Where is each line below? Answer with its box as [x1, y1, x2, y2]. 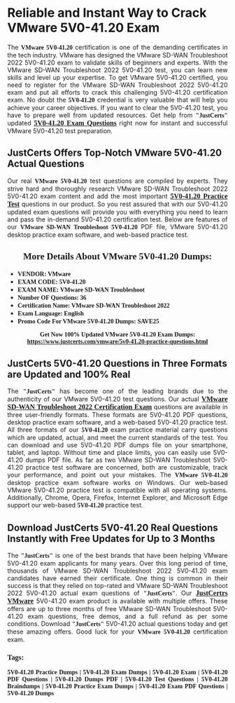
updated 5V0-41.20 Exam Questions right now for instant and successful [7, 118, 228, 127]
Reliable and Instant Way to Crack [7, 5, 207, 21]
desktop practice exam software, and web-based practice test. [7, 230, 189, 239]
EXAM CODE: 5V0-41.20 [17, 278, 86, 285]
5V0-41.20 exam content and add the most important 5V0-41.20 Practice [7, 191, 228, 200]
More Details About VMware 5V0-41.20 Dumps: [23, 251, 212, 262]
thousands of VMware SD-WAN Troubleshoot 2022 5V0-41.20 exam [7, 566, 228, 575]
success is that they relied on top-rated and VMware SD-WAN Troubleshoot [7, 582, 228, 590]
